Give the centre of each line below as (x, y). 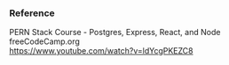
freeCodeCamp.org (44, 41)
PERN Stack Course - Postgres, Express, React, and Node (115, 32)
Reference (32, 13)
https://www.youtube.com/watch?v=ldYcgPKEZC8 (101, 51)
